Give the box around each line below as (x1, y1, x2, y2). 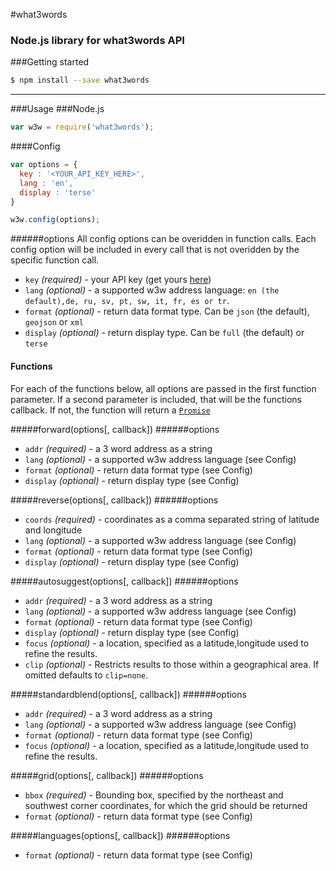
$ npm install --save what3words (10, 75, 150, 86)
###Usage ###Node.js (10, 103, 105, 115)
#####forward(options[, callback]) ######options (10, 423, 220, 435)
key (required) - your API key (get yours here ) (24, 274, 212, 286)
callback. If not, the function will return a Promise (10, 404, 211, 416)
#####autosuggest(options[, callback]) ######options (10, 575, 239, 587)
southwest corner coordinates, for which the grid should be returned (24, 799, 308, 811)
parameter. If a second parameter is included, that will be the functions (10, 393, 302, 405)
